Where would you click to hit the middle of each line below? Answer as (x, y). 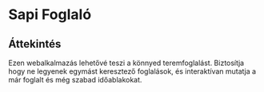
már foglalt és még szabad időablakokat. (75, 80)
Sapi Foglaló (50, 15)
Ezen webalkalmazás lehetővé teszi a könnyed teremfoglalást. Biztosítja (126, 63)
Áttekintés (35, 44)
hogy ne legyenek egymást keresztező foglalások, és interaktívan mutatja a (132, 71)
